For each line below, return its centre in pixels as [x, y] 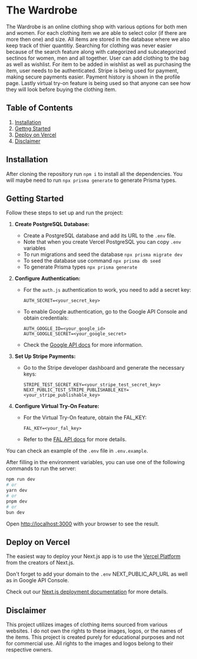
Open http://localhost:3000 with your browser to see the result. [83, 524]
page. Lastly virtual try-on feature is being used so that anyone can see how [98, 83]
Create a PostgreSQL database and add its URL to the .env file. [100, 236]
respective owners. [29, 650]
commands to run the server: [41, 469]
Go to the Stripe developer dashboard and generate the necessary [104, 368]
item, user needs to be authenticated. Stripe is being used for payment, [92, 70]
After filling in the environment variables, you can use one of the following [96, 462]
